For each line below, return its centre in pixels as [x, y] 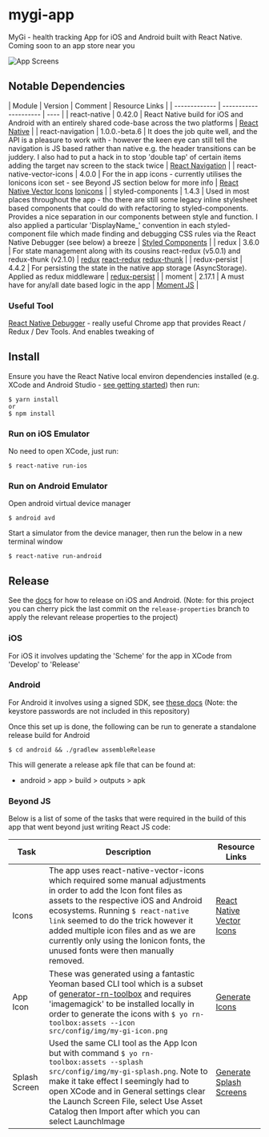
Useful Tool [31, 305]
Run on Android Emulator [58, 486]
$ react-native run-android [55, 556]
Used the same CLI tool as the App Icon [123, 1043]
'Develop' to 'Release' [44, 664]
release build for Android [49, 735]
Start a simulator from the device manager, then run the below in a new [125, 533]
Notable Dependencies [67, 86]
